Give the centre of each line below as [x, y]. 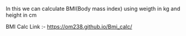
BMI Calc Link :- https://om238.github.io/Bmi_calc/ [69, 27]
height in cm [21, 15]
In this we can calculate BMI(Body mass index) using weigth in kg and [93, 9]
